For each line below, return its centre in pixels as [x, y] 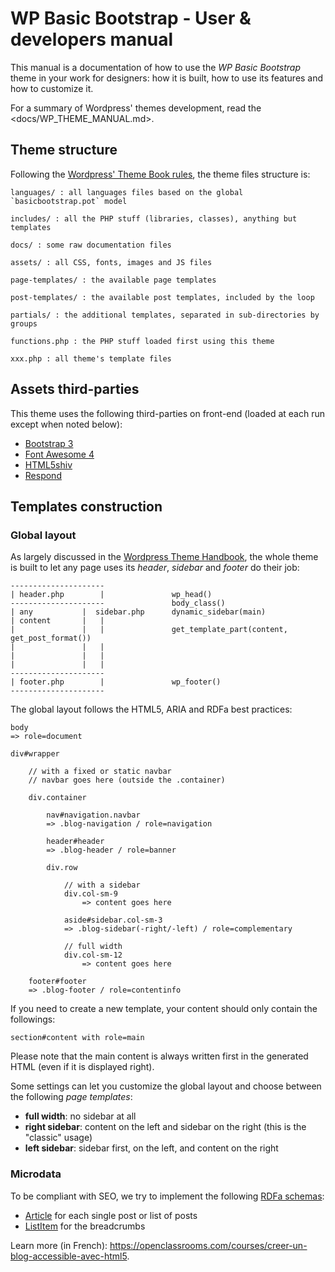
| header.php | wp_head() [111, 595]
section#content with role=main [77, 1038]
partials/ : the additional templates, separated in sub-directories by [165, 315]
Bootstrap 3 [49, 443]
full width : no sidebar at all [80, 1116]
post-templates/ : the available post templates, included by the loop [162, 297]
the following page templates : [71, 1097]
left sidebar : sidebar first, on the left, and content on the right [151, 1148]
